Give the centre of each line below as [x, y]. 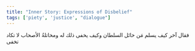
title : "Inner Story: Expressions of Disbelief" [69, 12]
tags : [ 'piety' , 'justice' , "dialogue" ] [59, 18]
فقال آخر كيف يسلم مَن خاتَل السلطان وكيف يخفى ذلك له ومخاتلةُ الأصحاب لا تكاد [98, 35]
